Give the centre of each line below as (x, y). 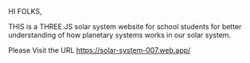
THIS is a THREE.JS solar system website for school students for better (125, 26)
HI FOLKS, (25, 11)
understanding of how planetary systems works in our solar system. (120, 35)
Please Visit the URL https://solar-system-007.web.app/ (100, 50)
